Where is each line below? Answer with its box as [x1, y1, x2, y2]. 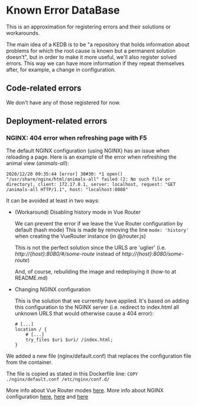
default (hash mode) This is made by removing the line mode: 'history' [14, 226, 189, 234]
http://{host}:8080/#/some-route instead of [14, 250, 121, 257]
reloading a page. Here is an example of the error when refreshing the [6, 153, 177, 160]
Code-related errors [6, 83, 82, 94]
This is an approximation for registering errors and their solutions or [6, 23, 171, 30]
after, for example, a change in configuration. [6, 66, 117, 73]
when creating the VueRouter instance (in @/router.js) [14, 233, 146, 240]
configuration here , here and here [6, 393, 89, 400]
